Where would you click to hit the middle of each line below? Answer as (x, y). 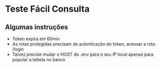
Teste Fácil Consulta (47, 9)
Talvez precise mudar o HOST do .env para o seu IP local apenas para (83, 54)
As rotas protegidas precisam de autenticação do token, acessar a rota (84, 44)
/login (18, 49)
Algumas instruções (37, 27)
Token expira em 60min (36, 39)
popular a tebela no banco (39, 59)
